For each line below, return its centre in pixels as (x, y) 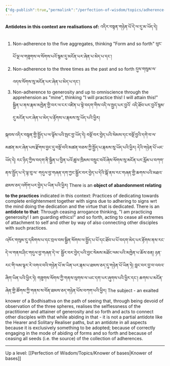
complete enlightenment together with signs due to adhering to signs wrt (81, 201)
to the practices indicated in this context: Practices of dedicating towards (82, 196)
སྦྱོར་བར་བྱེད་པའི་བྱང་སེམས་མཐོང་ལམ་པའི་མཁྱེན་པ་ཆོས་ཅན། (107, 252)
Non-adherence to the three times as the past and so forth (74, 69)
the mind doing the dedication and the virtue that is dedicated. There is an (82, 206)
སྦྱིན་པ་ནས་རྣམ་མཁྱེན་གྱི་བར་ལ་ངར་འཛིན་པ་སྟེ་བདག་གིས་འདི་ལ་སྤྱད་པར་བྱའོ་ (72, 105)
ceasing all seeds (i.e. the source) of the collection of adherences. (74, 338)
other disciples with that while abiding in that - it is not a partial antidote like (84, 317)
